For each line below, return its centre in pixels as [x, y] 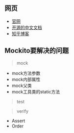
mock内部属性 [26, 79]
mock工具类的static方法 [36, 91]
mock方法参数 [26, 73]
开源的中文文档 [27, 27]
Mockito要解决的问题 [37, 51]
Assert [18, 121]
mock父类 [22, 86]
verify [23, 111]
